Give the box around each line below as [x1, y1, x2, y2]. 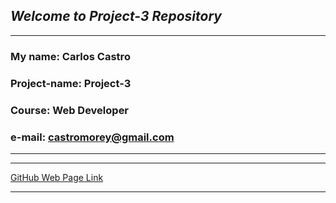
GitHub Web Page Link [10, 171, 104, 183]
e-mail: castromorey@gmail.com [10, 130, 175, 144]
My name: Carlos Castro [10, 49, 131, 63]
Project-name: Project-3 [10, 76, 132, 90]
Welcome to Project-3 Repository [10, 8, 222, 25]
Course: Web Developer [10, 103, 130, 117]
